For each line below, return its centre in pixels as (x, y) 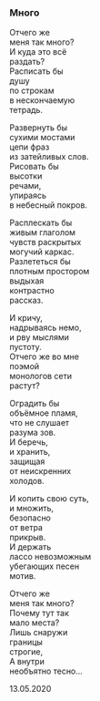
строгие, (26, 652)
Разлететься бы (40, 262)
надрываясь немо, (45, 328)
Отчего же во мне (45, 356)
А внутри (27, 662)
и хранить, (30, 452)
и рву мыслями (40, 337)
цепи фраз (30, 147)
